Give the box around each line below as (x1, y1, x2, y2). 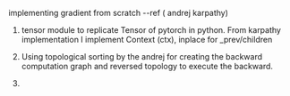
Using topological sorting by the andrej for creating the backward (21, 52, 263, 61)
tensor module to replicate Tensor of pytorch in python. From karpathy (21, 25, 281, 35)
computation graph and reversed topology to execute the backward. (21, 61, 274, 71)
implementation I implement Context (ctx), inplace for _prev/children (21, 35, 273, 44)
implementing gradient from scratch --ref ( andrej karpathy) (8, 8, 229, 18)
